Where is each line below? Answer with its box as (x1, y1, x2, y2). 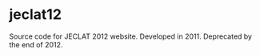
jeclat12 (9, 6, 62, 24)
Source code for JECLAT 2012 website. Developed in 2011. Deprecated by (9, 32, 253, 41)
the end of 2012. (9, 39, 63, 49)
